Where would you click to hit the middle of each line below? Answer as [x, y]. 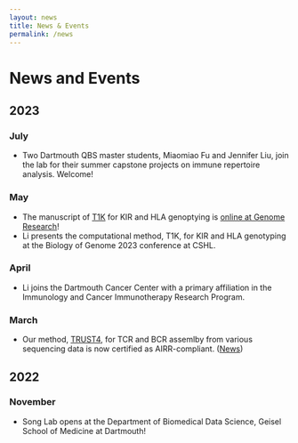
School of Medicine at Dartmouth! [84, 431]
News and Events [75, 78]
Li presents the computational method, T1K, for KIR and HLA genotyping [154, 236]
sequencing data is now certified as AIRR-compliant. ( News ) [133, 349]
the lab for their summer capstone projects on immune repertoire [141, 165]
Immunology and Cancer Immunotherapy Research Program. [133, 297]
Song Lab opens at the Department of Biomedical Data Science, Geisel [152, 421]
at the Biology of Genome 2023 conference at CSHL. [119, 245]
